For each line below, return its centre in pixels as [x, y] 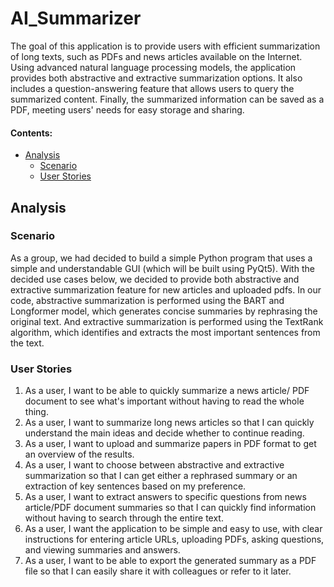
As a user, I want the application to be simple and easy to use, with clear [173, 529]
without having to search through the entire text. [124, 518]
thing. [36, 412]
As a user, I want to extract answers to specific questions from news [165, 497]
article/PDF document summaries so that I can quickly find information [170, 508]
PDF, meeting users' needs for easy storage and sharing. [127, 109]
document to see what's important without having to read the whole [164, 401]
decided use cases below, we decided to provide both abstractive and [155, 279]
